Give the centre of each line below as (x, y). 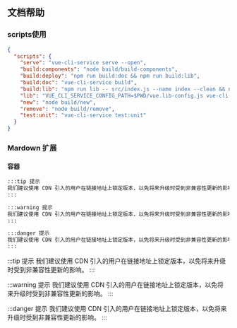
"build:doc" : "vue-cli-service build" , (79, 83)
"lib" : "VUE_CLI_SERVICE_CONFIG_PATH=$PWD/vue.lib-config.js (111, 95)
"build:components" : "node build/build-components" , (99, 69)
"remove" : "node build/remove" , (67, 109)
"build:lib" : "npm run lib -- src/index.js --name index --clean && (123, 89)
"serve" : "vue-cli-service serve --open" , (83, 63)
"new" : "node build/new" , (58, 102)
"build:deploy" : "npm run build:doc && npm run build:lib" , (110, 76)
